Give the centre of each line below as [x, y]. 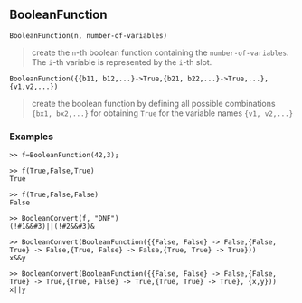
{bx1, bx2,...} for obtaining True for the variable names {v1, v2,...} [162, 113]
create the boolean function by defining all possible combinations [153, 103]
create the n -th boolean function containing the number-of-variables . [160, 52]
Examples [32, 137]
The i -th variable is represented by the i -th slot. [122, 62]
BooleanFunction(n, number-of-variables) [89, 35]
